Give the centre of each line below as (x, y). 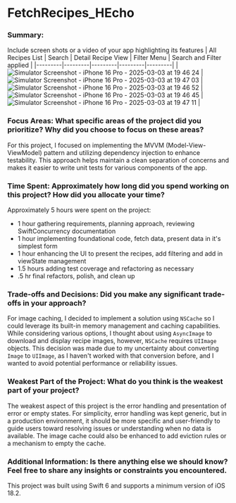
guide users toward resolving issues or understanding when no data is (109, 428)
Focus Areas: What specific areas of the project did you (105, 121)
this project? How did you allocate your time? (86, 194)
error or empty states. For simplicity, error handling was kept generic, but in (117, 413)
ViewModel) (25, 152)
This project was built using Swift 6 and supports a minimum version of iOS (116, 485)
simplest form (37, 246)
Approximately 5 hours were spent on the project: (79, 210)
